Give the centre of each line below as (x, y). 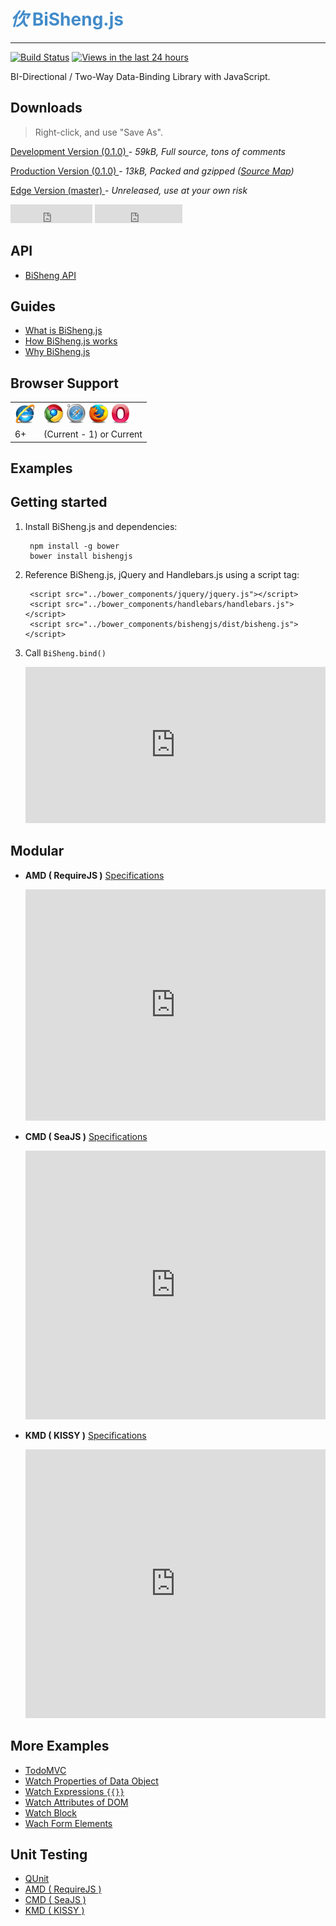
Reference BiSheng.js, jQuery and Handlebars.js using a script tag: (162, 574)
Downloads (46, 108)
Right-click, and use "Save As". (98, 132)
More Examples (60, 1746)
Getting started (59, 502)
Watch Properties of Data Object (91, 1781)
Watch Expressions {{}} (74, 1791)
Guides (33, 306)
